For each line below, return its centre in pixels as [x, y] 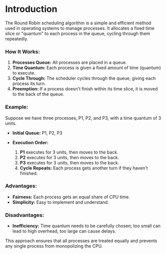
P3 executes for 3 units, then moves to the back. [69, 163]
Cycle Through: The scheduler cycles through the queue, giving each [84, 79]
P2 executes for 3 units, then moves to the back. [69, 157]
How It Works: [23, 52]
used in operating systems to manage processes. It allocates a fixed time [80, 28]
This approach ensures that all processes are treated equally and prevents [81, 241]
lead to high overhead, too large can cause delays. [64, 231]
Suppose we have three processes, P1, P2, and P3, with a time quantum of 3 [83, 118]
